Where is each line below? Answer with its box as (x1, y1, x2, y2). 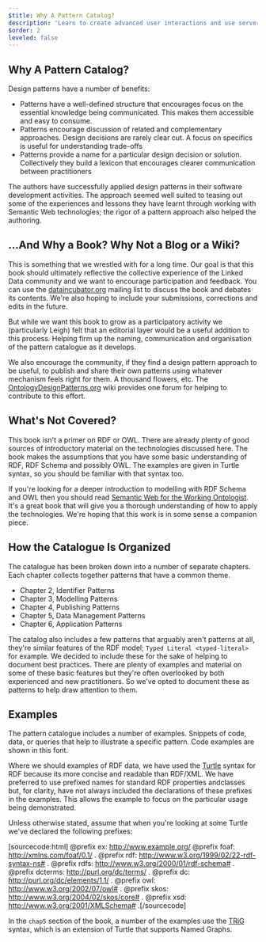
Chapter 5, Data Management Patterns (19, 610, 146, 620)
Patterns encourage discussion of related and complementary (19, 124, 222, 135)
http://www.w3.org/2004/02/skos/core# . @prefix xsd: (8, 892, 188, 902)
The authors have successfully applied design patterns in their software (8, 182, 243, 192)
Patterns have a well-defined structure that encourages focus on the (19, 100, 244, 109)
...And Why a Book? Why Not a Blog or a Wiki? (8, 238, 241, 252)
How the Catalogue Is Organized (8, 541, 171, 554)
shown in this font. (8, 746, 69, 755)
